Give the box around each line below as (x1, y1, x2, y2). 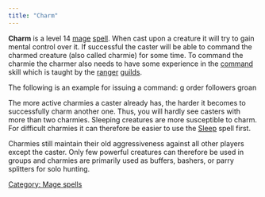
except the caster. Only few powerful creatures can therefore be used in (8, 147, 244, 156)
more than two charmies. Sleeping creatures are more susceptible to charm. (8, 114, 258, 124)
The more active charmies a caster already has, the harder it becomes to (8, 98, 246, 107)
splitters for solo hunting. (8, 164, 90, 173)
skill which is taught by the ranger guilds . (8, 67, 143, 76)
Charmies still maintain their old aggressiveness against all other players (8, 138, 244, 148)
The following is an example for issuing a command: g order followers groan (8, 83, 257, 92)
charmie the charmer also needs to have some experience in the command (8, 59, 254, 68)
